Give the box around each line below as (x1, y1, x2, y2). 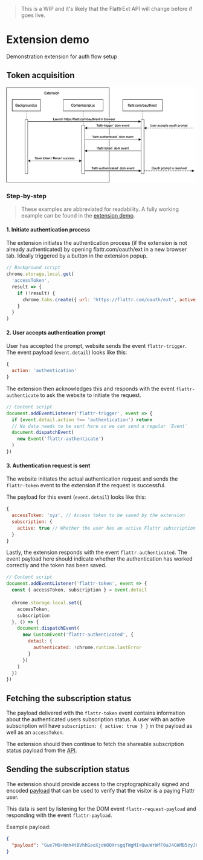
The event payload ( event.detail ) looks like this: (6, 348, 127, 356)
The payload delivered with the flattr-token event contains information (6, 709, 185, 717)
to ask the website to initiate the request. (40, 391, 142, 399)
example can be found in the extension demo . (21, 212, 135, 219)
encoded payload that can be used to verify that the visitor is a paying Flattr (6, 787, 195, 794)
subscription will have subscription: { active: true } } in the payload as (6, 722, 193, 730)
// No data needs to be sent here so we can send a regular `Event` (11, 423, 188, 429)
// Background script (6, 265, 61, 271)
